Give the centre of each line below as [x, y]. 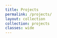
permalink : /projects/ [28, 14]
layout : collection [25, 19]
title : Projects [22, 10]
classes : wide [20, 28]
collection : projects [28, 23]
